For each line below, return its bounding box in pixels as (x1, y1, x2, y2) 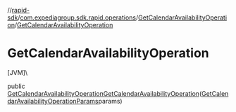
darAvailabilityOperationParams (7, 97, 99, 105)
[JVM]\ (7, 68, 28, 76)
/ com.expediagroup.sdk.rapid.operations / (17, 13, 139, 22)
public (7, 82, 26, 90)
